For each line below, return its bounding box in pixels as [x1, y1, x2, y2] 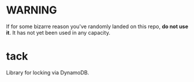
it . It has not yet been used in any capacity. [6, 29, 111, 36]
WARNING [6, 4, 57, 17]
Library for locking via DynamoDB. [6, 69, 89, 76]
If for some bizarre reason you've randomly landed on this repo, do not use [6, 23, 189, 30]
